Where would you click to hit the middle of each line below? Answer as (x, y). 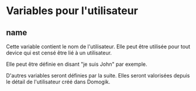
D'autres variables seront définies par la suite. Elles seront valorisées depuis (98, 75)
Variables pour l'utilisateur (72, 11)
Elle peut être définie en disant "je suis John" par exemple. (77, 64)
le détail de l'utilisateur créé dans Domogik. (58, 82)
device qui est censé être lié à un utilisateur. (59, 53)
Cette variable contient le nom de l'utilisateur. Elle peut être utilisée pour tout (98, 46)
